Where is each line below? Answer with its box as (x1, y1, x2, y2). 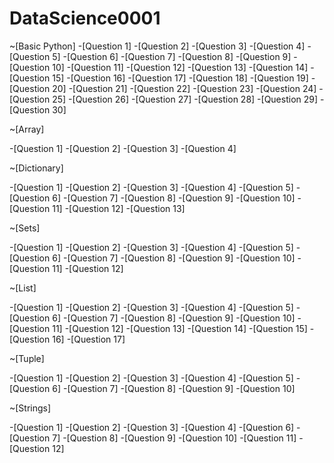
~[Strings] (9, 402, 52, 414)
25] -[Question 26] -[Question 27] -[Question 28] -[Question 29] (52, 93, 319, 105)
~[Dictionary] (9, 162, 64, 174)
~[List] (9, 282, 37, 294)
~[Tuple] (9, 352, 45, 364)
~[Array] (9, 123, 45, 135)
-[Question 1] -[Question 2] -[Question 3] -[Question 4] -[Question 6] (9, 421, 295, 433)
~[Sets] (9, 222, 41, 234)
